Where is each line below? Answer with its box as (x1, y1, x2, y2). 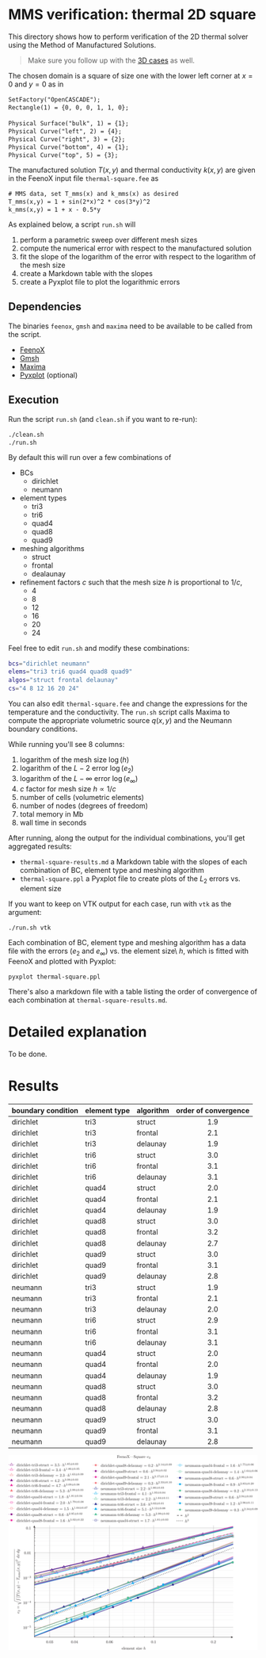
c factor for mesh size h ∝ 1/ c (19, 783, 116, 794)
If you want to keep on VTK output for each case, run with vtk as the (8, 899, 232, 909)
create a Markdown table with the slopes (19, 268, 153, 278)
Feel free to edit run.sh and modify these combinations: (8, 643, 190, 653)
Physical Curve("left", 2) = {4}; (8, 127, 123, 136)
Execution (8, 393, 59, 407)
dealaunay (31, 569, 66, 578)
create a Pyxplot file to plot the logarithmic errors (19, 277, 180, 286)
